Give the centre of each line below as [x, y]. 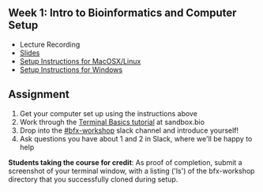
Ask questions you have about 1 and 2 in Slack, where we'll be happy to [136, 138]
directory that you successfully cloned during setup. [93, 179]
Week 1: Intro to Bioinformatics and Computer [122, 13]
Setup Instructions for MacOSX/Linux [80, 61]
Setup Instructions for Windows [71, 70]
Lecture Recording [50, 44]
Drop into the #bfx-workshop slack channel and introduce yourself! [129, 130]
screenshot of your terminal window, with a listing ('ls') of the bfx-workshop [131, 171]
